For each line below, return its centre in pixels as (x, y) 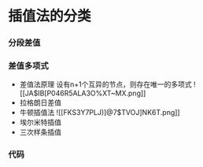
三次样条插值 (40, 132)
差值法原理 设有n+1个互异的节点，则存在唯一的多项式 (105, 84)
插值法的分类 (50, 16)
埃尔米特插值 (40, 122)
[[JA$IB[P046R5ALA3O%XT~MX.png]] (83, 93)
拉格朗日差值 (40, 102)
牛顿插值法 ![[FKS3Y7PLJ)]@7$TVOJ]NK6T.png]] (100, 113)
